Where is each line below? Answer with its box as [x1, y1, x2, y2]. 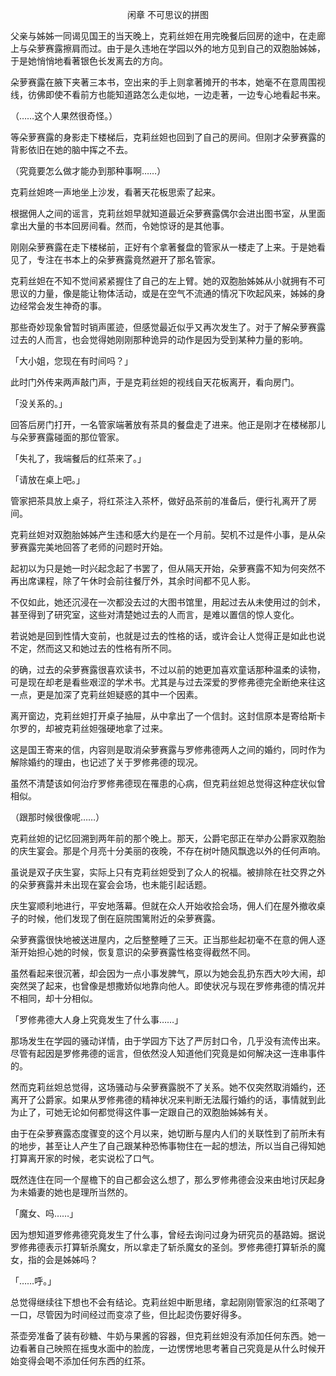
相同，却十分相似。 [18, 993, 98, 1004]
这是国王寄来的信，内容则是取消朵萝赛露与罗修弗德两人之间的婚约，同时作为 [10, 744, 326, 755]
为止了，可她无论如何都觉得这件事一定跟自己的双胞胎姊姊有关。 [10, 1106, 273, 1118]
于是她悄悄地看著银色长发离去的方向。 [10, 55, 168, 67]
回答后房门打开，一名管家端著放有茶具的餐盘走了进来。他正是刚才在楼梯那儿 [10, 419, 326, 430]
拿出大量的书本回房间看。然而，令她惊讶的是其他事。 [10, 220, 230, 232]
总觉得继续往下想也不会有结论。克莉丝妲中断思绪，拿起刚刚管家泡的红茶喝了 [10, 1296, 326, 1308]
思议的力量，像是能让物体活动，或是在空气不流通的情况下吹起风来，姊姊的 [10, 288, 317, 299]
